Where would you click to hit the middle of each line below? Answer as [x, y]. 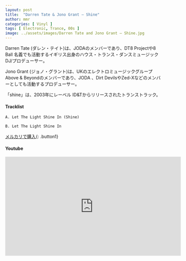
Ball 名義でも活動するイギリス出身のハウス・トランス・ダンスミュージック [82, 54]
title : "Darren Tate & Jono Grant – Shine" [52, 15]
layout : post [19, 10]
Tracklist [15, 107]
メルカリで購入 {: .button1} [32, 136]
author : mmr [18, 19]
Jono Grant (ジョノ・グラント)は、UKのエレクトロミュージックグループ [79, 71]
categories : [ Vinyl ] [29, 24]
